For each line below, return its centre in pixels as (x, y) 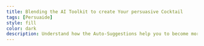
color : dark (21, 28)
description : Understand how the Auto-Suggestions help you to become (97, 34)
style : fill (21, 23)
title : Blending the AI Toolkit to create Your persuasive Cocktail (95, 12)
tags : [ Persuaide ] (29, 17)
